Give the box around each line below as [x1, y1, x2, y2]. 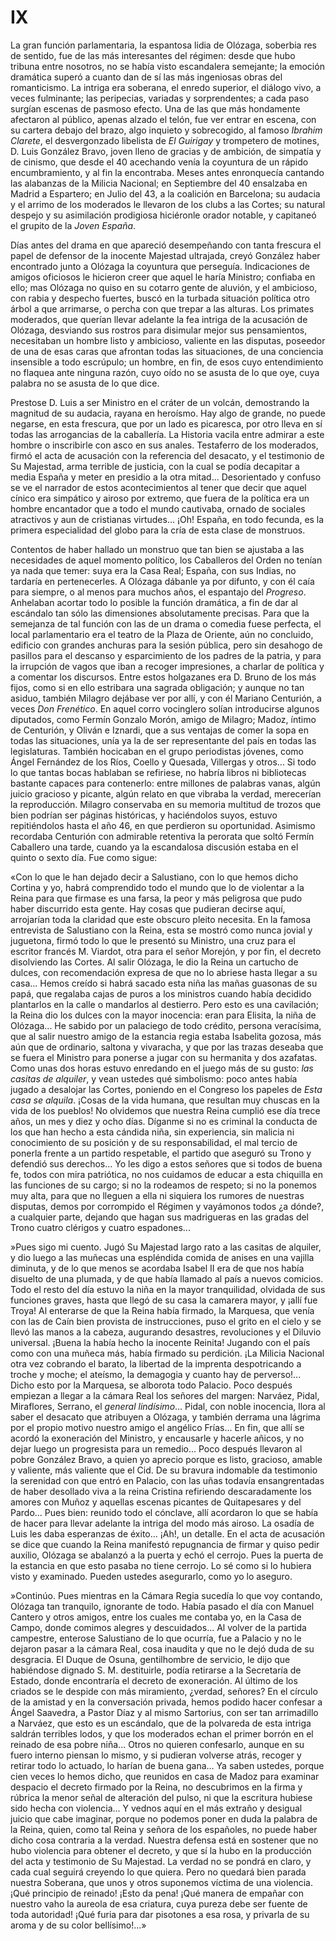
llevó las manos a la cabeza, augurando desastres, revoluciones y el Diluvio [10, 1326, 322, 1338]
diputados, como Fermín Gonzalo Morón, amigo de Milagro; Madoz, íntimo [10, 713, 317, 725]
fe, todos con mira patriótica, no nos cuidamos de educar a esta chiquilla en [10, 1168, 323, 1180]
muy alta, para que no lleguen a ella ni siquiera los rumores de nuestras [10, 1189, 305, 1201]
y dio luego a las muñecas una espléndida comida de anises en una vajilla [10, 1251, 315, 1263]
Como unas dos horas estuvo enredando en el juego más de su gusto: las [10, 1062, 314, 1074]
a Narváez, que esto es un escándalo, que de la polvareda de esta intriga [10, 1717, 312, 1729]
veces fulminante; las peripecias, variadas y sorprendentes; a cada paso [10, 92, 310, 104]
